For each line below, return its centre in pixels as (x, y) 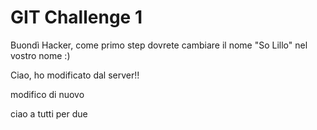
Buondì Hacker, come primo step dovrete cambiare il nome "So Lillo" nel (159, 45)
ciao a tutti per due (49, 113)
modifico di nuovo (47, 94)
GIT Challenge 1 (76, 17)
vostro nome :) (40, 55)
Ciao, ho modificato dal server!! (75, 75)
